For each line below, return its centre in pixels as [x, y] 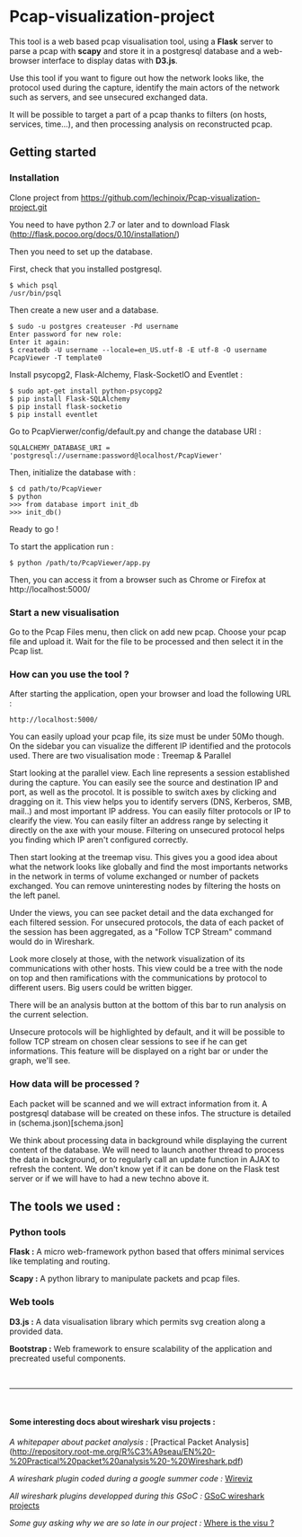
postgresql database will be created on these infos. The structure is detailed [151, 1113]
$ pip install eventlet [54, 414]
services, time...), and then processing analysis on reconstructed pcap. [141, 124]
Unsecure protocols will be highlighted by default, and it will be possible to [147, 1032]
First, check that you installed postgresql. [86, 269]
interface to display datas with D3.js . [110, 60]
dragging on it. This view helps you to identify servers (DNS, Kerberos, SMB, [151, 802]
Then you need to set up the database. [81, 251]
